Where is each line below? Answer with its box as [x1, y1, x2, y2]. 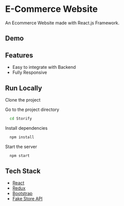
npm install [9, 135, 35, 140]
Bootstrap [12, 191, 33, 197]
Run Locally [5, 84, 42, 92]
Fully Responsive [12, 69, 47, 75]
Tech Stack [5, 167, 41, 175]
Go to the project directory [5, 106, 60, 112]
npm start [9, 153, 30, 158]
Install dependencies [5, 125, 48, 131]
